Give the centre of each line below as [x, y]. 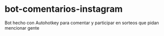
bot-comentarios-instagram [64, 9]
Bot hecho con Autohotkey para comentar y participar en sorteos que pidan [82, 23]
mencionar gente [22, 28]
